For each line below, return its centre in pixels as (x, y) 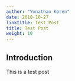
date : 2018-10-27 (27, 17)
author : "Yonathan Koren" (38, 12)
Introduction (30, 58)
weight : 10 (19, 34)
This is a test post (27, 72)
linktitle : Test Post (33, 22)
